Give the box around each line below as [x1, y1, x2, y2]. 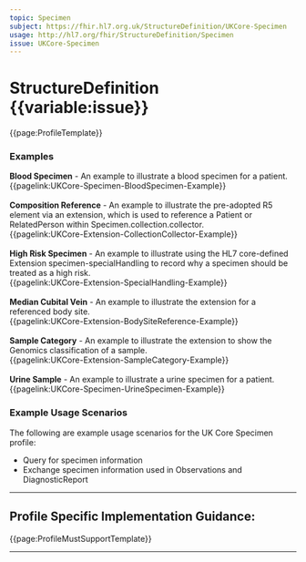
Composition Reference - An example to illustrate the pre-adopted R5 [9, 199, 273, 210]
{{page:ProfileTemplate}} [9, 128, 103, 138]
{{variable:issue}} [9, 97, 149, 118]
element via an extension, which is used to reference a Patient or [9, 209, 253, 220]
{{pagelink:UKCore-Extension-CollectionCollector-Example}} [9, 229, 239, 240]
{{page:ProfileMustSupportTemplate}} [9, 533, 152, 544]
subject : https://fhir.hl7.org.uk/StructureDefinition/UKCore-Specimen [9, 22, 287, 31]
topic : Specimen [9, 13, 71, 23]
